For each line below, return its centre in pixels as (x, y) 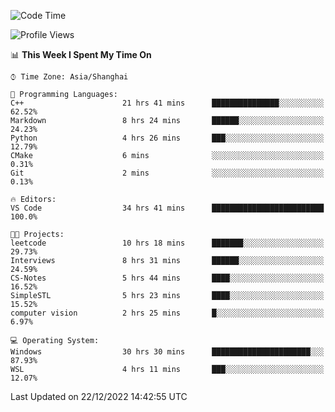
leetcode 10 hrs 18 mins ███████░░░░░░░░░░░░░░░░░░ (167, 243)
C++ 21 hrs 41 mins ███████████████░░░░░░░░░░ (167, 103)
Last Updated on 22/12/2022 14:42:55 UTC (99, 396)
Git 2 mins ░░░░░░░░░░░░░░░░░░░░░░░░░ (167, 173)
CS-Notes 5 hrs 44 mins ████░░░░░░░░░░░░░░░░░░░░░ (167, 278)
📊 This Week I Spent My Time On (81, 54)
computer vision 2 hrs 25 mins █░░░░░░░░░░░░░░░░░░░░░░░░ (167, 313)
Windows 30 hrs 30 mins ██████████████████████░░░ (167, 352)
